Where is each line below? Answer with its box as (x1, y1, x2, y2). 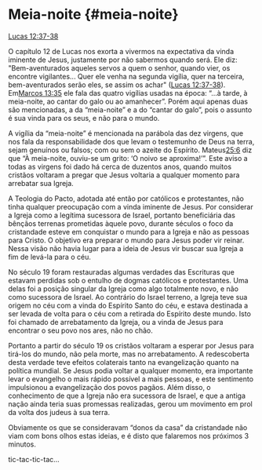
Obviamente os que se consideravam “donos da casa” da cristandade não (8, 422, 248, 432)
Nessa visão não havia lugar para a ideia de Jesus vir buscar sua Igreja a (8, 243, 244, 253)
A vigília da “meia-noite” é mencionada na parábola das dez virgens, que (8, 128, 244, 138)
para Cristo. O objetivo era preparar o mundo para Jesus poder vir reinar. (8, 235, 245, 245)
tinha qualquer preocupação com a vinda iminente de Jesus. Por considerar (8, 202, 253, 211)
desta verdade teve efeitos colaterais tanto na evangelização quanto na (8, 357, 239, 366)
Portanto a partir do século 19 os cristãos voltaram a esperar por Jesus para (8, 341, 255, 350)
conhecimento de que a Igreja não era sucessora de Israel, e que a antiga (8, 391, 246, 400)
